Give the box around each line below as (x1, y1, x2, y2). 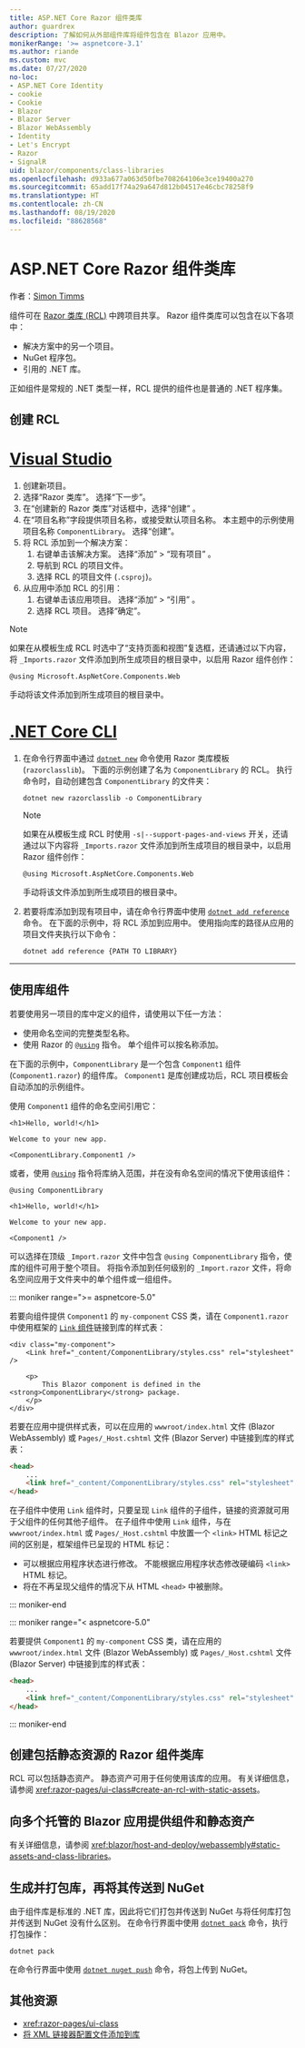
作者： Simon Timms (9, 290, 84, 301)
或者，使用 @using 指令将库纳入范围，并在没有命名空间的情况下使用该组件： (9, 1167, 293, 1178)
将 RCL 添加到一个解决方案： (22, 536, 131, 547)
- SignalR (9, 157, 47, 167)
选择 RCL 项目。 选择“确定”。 (35, 605, 145, 616)
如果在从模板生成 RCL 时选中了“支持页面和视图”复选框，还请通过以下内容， (9, 642, 291, 653)
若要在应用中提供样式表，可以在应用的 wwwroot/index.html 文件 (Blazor (9, 1421, 275, 1432)
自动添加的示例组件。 (9, 1081, 89, 1092)
